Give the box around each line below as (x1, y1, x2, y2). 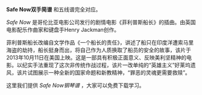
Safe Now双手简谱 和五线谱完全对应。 (6, 6, 101, 13)
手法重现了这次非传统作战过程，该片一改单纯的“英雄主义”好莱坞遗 (32, 61, 196, 69)
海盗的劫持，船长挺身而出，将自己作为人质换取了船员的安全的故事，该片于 (6, 46, 191, 54)
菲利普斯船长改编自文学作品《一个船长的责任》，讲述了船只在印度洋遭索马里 (6, 39, 194, 46)
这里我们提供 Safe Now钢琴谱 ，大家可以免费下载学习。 (6, 82, 145, 89)
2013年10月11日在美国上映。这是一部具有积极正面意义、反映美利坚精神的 (6, 54, 187, 61)
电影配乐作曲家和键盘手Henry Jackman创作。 (6, 26, 120, 33)
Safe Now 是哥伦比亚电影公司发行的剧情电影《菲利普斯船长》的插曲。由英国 (6, 19, 196, 26)
